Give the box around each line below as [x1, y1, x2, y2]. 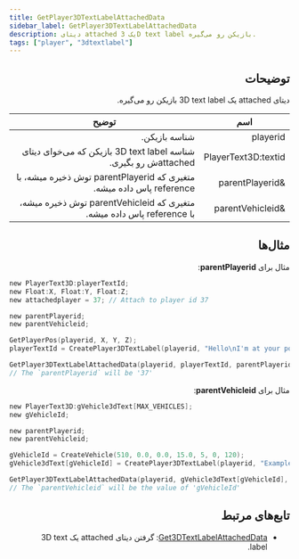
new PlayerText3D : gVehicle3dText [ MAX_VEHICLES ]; [9, 402, 193, 411]
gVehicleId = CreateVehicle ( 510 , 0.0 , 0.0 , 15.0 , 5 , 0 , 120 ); [9, 451, 245, 460]
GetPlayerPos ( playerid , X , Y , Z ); [9, 336, 138, 345]
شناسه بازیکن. [141, 131, 196, 144]
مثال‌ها [257, 238, 290, 253]
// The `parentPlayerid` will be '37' [9, 368, 153, 377]
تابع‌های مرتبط [221, 508, 290, 523]
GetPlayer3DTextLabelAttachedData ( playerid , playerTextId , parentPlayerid [9, 360, 293, 369]
